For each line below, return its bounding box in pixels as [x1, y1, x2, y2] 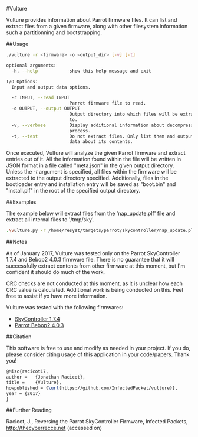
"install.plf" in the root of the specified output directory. [6, 187, 141, 194]
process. [69, 128, 91, 133]
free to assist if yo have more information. [6, 292, 108, 300]
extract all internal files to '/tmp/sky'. [6, 216, 95, 223]
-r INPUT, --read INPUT [11, 94, 70, 101]
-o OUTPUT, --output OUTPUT [11, 106, 81, 112]
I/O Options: [6, 79, 38, 84]
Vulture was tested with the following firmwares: [6, 304, 124, 311]
